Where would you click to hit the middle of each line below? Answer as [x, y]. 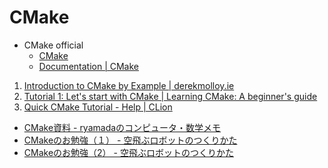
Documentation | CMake [89, 66]
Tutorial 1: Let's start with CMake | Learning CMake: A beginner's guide [170, 96]
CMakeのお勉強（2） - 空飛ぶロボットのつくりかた [128, 152]
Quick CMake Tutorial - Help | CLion [98, 107]
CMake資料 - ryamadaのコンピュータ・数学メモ [122, 127]
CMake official [53, 45]
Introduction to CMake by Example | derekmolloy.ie [129, 85]
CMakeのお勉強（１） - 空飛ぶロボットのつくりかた [130, 140]
